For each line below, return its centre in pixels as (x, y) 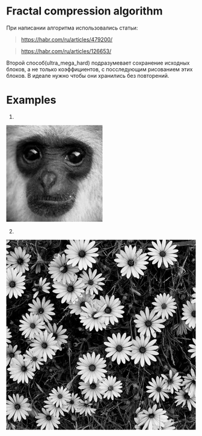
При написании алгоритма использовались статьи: (72, 28)
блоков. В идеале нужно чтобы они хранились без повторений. (88, 75)
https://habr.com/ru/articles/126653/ (66, 51)
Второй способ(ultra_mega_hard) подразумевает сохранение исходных (98, 63)
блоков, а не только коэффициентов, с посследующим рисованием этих (99, 69)
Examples (31, 100)
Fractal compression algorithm (85, 11)
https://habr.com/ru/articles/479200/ (67, 39)
